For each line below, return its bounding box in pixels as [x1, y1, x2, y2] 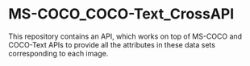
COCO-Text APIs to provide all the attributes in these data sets [8, 39, 216, 49]
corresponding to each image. [8, 48, 109, 58]
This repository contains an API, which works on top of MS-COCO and [8, 31, 243, 41]
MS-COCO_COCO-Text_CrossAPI [8, 5, 235, 23]
